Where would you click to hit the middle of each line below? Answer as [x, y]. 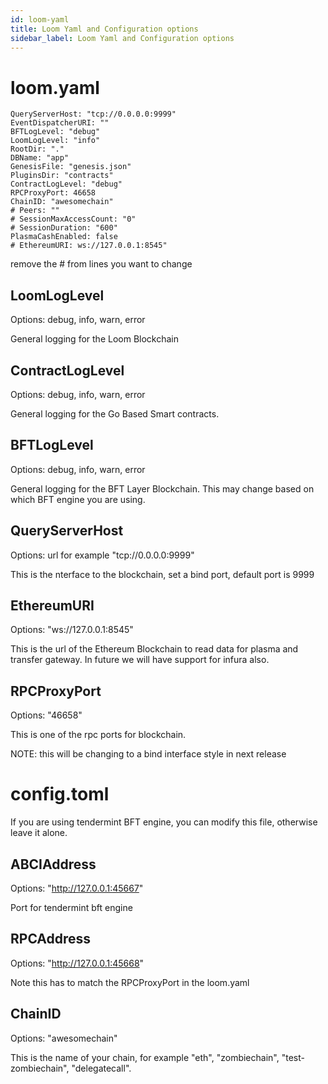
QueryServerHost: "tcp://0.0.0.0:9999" [93, 114]
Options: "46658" [46, 715]
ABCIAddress [53, 864]
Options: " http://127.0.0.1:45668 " [77, 963]
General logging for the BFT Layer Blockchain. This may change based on [162, 488]
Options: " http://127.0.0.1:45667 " [77, 888]
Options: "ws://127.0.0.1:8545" [72, 630]
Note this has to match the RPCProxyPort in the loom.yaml [130, 982]
